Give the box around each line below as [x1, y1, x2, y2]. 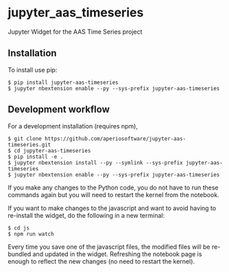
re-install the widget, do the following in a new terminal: [8, 211, 165, 219]
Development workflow [8, 104, 110, 115]
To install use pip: [8, 65, 58, 73]
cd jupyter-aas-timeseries [14, 147, 91, 154]
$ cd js [8, 225, 30, 231]
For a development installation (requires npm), [8, 122, 138, 130]
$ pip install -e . [8, 153, 64, 160]
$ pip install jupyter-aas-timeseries [8, 79, 119, 86]
